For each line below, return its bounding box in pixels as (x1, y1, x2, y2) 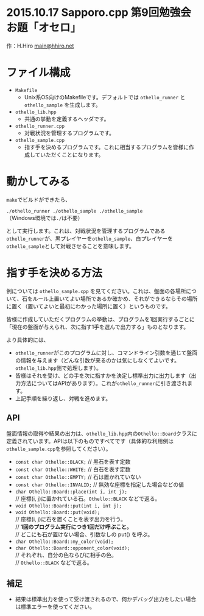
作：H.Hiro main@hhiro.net (6, 42, 74, 49)
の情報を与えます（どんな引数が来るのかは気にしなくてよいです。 (15, 356, 180, 364)
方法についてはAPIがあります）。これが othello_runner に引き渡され (20, 379, 188, 387)
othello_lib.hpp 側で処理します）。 (15, 364, 102, 372)
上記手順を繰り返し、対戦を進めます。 (15, 394, 111, 402)
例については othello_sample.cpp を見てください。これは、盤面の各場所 (6, 287, 186, 294)
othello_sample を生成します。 (24, 101, 102, 108)
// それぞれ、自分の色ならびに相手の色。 (15, 551, 117, 558)
